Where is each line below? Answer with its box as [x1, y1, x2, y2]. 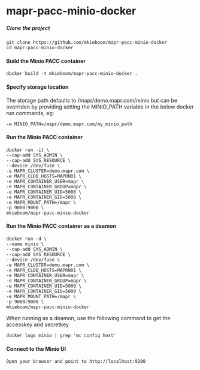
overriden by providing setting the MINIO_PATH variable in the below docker [6, 103, 194, 110]
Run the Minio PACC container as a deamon [6, 222, 117, 230]
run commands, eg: [6, 109, 54, 116]
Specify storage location [6, 83, 69, 91]
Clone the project [6, 24, 50, 31]
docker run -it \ [6, 147, 50, 153]
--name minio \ [6, 241, 44, 247]
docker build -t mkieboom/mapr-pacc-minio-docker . [6, 71, 138, 77]
